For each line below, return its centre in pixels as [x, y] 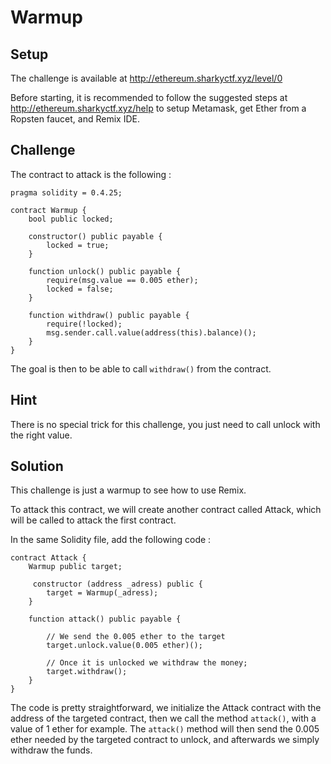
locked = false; [80, 289]
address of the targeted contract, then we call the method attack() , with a [163, 718]
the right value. [41, 435]
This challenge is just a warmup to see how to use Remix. [128, 490]
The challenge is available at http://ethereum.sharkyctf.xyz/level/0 [146, 78]
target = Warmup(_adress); [102, 593]
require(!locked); [84, 324]
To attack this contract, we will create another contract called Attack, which [166, 510]
